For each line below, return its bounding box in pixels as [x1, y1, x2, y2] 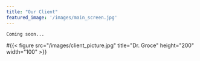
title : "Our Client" [6, 8, 59, 15]
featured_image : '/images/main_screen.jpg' [6, 14, 118, 21]
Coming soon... [6, 31, 45, 37]
